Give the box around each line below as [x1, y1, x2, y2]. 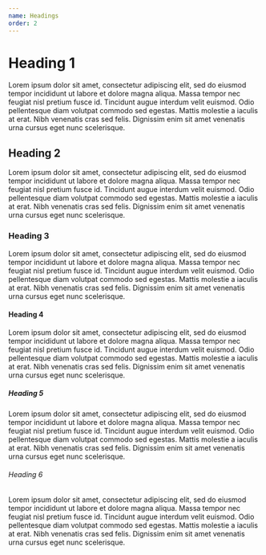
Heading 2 [8, 146, 62, 160]
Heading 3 [8, 231, 50, 242]
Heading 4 [8, 310, 44, 320]
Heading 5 [8, 389, 44, 398]
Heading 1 [8, 54, 76, 72]
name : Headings [8, 11, 59, 20]
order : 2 [8, 19, 38, 27]
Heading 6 [8, 470, 43, 480]
